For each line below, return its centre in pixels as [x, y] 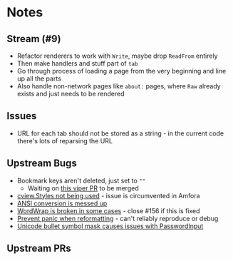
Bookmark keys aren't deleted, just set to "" [81, 180]
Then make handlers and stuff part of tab [77, 63]
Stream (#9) [34, 39]
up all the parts [39, 78]
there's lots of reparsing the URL [65, 140]
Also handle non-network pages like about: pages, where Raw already [119, 86]
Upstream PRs [39, 249]
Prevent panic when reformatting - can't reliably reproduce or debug [118, 218]
